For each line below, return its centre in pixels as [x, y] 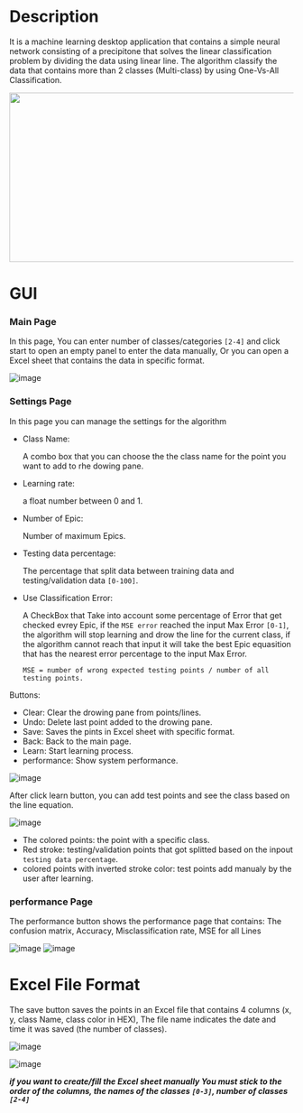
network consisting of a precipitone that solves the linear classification [141, 51]
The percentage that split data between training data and [128, 570]
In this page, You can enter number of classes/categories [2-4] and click [145, 341]
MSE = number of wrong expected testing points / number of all [146, 670]
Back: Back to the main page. [77, 741]
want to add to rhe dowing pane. [83, 466]
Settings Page [41, 402]
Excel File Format [75, 985]
